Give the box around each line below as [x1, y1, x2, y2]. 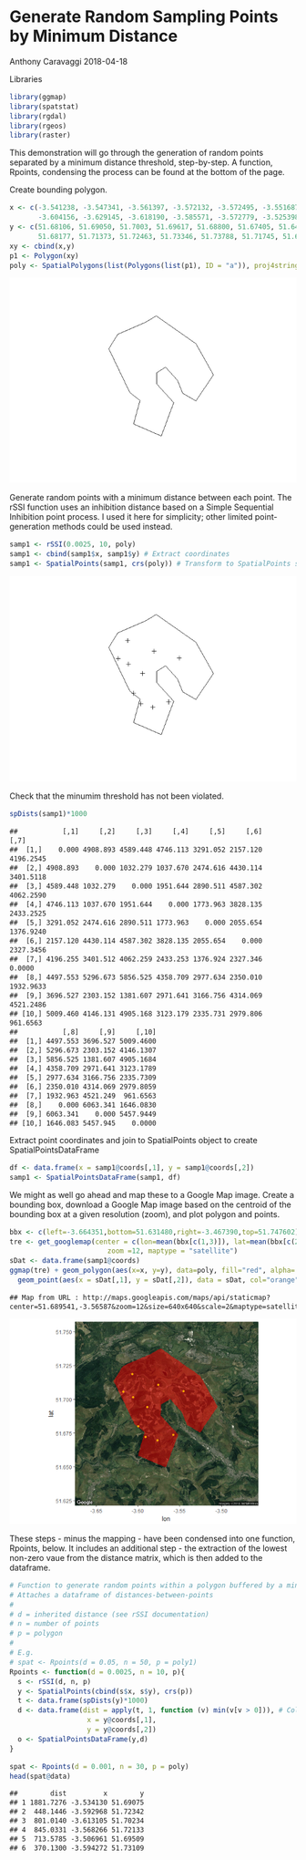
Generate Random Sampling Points [9, 6, 279, 27]
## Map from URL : [9, 1293, 79, 1302]
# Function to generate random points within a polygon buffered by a [9, 1580, 283, 1590]
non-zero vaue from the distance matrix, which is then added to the [9, 1552, 263, 1563]
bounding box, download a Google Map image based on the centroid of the [9, 1199, 291, 1210]
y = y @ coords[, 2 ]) [87, 1725, 157, 1734]
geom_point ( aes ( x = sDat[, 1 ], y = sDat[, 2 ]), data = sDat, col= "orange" [17, 1276, 300, 1285]
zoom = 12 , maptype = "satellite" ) [107, 1246, 239, 1255]
